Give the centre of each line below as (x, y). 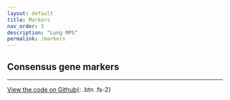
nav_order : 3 (26, 26)
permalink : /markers (37, 39)
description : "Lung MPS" (42, 33)
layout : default (30, 13)
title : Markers (29, 20)
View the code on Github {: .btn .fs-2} (59, 89)
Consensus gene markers (63, 67)
